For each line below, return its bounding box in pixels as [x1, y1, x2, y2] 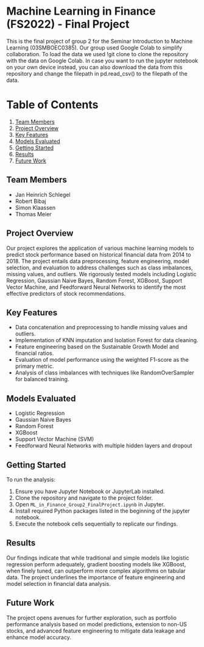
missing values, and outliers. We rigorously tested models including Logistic [6, 270, 197, 277]
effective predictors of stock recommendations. [6, 290, 126, 297]
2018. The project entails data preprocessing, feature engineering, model [6, 257, 190, 265]
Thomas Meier [15, 210, 52, 217]
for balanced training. [15, 376, 69, 383]
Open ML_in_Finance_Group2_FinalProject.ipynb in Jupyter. [15, 500, 165, 508]
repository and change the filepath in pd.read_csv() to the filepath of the [6, 70, 188, 77]
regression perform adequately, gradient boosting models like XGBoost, [6, 560, 186, 568]
